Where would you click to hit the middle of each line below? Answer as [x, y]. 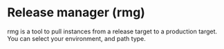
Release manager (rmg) [76, 13]
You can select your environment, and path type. [77, 38]
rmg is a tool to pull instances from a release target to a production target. [112, 31]
